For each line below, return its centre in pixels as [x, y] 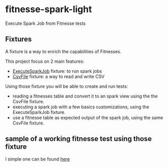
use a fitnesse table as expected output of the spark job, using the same [88, 117]
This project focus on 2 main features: [45, 61]
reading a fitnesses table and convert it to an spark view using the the [85, 96]
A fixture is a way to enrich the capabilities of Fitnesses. [64, 51]
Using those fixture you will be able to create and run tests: [67, 86]
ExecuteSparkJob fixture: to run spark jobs [57, 71]
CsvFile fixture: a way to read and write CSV [59, 76]
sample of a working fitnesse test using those [79, 139]
